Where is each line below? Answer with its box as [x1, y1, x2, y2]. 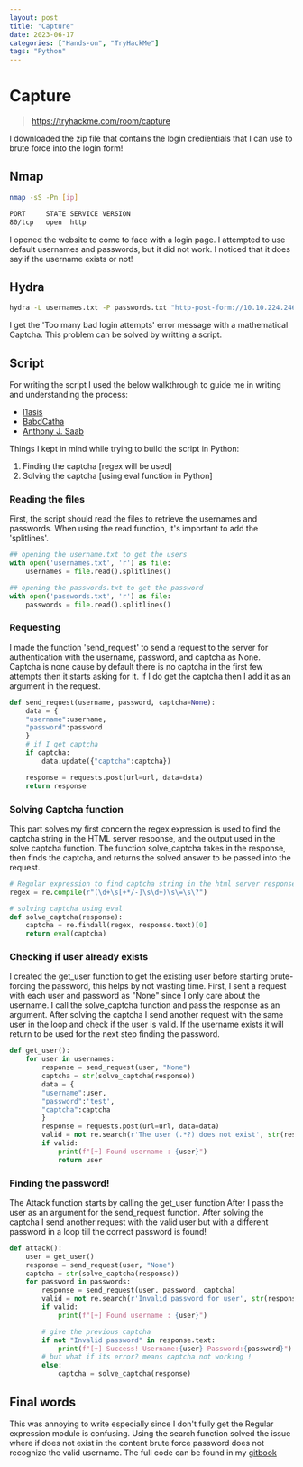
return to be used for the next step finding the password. [9, 1029, 221, 1039]
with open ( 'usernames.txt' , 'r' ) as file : [9, 559, 171, 568]
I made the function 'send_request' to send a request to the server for [9, 642, 269, 653]
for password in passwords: [25, 1277, 131, 1286]
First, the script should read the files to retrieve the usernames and [9, 513, 258, 524]
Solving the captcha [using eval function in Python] [22, 471, 214, 481]
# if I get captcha [25, 740, 99, 749]
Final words [9, 1394, 77, 1410]
